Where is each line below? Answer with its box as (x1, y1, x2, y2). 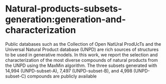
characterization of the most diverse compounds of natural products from (5, 57, 158, 63)
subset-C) (5, 73, 26, 79)
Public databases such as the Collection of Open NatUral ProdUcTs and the (5, 41, 161, 47)
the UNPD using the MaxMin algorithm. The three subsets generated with (5, 62, 157, 68)
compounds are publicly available (27, 73, 97, 79)
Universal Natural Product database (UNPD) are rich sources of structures (5, 46, 159, 52)
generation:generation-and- (5, 14, 126, 25)
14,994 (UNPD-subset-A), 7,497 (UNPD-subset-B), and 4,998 (5, 67, 132, 73)
